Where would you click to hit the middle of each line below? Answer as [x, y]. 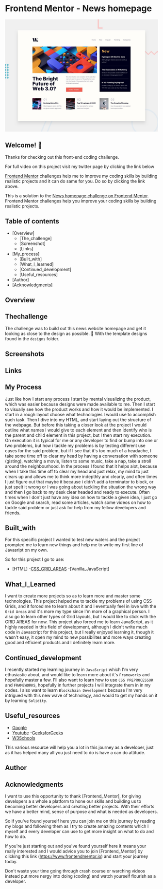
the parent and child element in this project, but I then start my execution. [78, 435]
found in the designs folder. [32, 338]
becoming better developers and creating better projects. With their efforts [80, 806]
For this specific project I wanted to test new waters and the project [73, 540]
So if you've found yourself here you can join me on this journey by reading [80, 821]
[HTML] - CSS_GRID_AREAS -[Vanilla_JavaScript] [61, 569]
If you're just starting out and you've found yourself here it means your [76, 846]
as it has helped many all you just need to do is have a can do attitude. [75, 752]
